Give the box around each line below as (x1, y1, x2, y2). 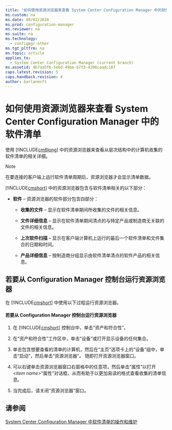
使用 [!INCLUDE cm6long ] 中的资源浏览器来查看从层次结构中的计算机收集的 (5, 146, 163, 153)
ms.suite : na (5, 31, 33, 36)
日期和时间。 (29, 241, 57, 247)
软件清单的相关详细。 (5, 153, 50, 159)
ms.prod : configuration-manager (5, 22, 74, 27)
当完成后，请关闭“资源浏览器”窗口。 (12, 387, 89, 394)
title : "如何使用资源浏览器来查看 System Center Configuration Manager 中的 (5, 7, 162, 13)
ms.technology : (5, 36, 38, 42)
